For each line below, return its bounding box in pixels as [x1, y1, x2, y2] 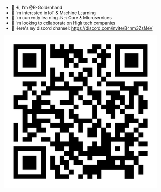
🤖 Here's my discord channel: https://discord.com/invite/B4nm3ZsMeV [11, 25, 153, 31]
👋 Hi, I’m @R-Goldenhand [11, 5, 63, 10]
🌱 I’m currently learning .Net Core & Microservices [11, 15, 112, 20]
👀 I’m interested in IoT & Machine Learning [11, 10, 96, 16]
